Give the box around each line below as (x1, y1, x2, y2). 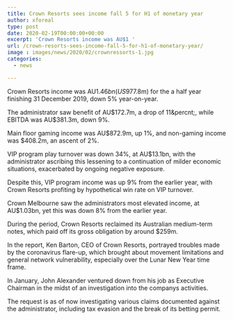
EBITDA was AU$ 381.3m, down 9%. (7, 115, 110, 124)
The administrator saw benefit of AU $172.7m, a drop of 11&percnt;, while (7, 108, 214, 116)
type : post (7, 23, 39, 30)
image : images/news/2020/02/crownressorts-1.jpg (7, 49, 154, 56)
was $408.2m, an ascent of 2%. (7, 136, 99, 145)
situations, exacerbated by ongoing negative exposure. (7, 164, 166, 173)
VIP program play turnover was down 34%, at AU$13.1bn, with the (7, 150, 196, 158)
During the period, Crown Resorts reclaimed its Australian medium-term (7, 220, 214, 228)
